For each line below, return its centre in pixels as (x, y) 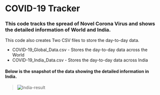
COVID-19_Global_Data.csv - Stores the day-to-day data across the (80, 50)
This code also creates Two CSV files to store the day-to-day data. (72, 40)
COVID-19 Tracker (43, 9)
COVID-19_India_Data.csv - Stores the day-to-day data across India (80, 60)
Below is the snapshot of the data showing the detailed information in (77, 72)
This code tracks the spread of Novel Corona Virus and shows (80, 24)
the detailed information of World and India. (58, 30)
